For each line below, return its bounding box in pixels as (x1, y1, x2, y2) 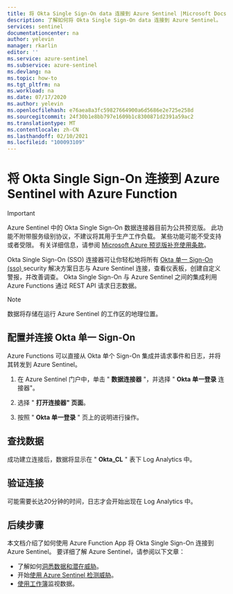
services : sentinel (7, 23, 64, 30)
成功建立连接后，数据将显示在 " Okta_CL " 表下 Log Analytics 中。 (7, 455, 196, 463)
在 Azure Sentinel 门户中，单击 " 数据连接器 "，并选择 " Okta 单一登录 (17, 375, 217, 383)
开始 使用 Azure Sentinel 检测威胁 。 (17, 571, 118, 579)
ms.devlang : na (7, 68, 51, 75)
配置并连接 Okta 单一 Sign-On (7, 332, 136, 344)
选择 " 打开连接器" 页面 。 (17, 398, 90, 406)
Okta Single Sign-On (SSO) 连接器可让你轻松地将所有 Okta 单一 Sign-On (7, 256, 214, 264)
